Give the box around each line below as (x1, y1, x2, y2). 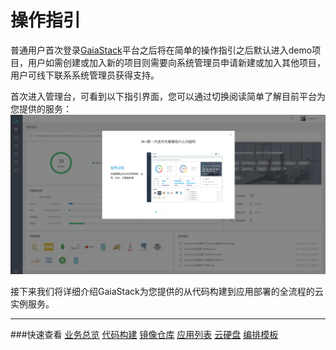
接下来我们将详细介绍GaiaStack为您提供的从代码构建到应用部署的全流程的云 (10, 285, 324, 297)
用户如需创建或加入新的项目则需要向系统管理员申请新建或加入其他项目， (27, 56, 326, 68)
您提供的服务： (10, 102, 72, 115)
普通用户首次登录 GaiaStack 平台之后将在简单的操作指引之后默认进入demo (10, 44, 313, 56)
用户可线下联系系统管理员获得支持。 (10, 69, 160, 81)
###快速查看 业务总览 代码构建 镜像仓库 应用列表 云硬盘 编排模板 (10, 328, 279, 340)
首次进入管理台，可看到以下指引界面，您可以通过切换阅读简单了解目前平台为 (10, 90, 326, 102)
